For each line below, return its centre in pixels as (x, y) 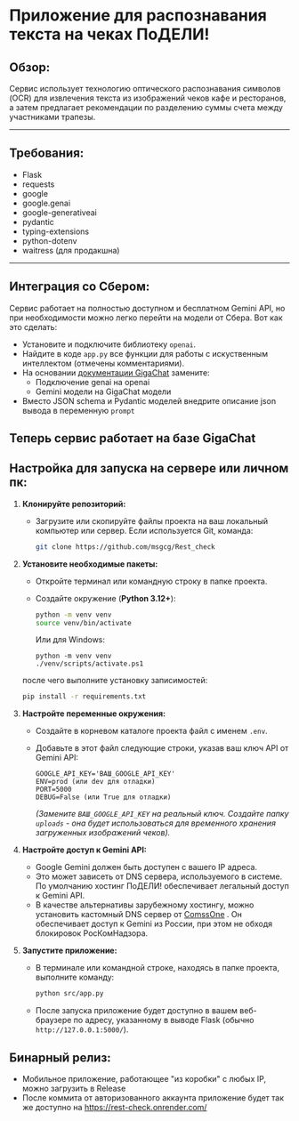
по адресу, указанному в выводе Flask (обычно (164, 1020)
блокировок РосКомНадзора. (92, 933)
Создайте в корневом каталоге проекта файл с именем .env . (152, 731)
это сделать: (33, 327)
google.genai (46, 203)
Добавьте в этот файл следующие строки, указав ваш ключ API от (162, 748)
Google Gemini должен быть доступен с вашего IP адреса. (146, 867)
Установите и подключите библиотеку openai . (109, 344)
